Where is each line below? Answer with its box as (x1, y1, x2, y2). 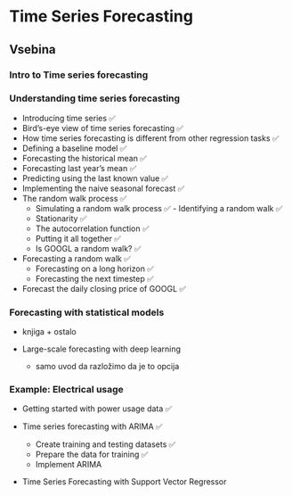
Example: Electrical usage (9, 384, 125, 396)
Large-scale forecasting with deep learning (21, 343, 181, 354)
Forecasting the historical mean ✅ (21, 153, 147, 163)
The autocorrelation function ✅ (35, 223, 150, 234)
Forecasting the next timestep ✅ (35, 273, 154, 284)
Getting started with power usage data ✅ (21, 403, 173, 414)
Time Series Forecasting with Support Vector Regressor (21, 476, 227, 487)
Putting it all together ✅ (35, 233, 122, 244)
